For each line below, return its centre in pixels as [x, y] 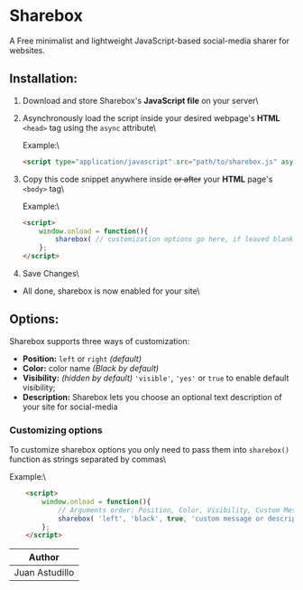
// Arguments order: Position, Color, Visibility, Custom [169, 510]
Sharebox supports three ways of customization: [100, 341]
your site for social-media [70, 407]
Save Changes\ [50, 273]
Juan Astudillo [44, 573]
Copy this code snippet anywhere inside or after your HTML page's [147, 179]
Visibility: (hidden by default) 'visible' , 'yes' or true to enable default [156, 378]
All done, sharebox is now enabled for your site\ [111, 291]
